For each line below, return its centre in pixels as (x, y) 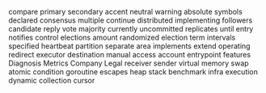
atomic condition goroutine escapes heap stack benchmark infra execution (133, 72)
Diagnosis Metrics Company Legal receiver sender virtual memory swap (129, 63)
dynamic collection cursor (52, 80)
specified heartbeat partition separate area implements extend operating (129, 46)
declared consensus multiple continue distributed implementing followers (131, 20)
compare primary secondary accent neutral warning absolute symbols (125, 12)
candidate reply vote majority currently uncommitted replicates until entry (131, 29)
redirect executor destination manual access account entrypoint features (130, 55)
